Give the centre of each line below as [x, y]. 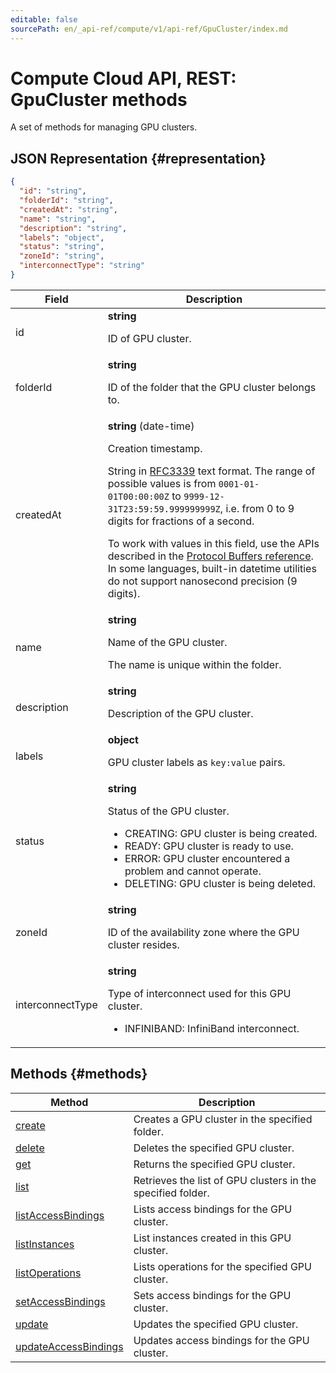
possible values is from [162, 483]
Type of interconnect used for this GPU [199, 993]
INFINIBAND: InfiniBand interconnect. [212, 1028]
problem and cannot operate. [193, 871]
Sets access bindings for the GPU [212, 1295]
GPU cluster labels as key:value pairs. [196, 762]
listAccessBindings [60, 1215]
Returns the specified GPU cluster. [214, 1164]
